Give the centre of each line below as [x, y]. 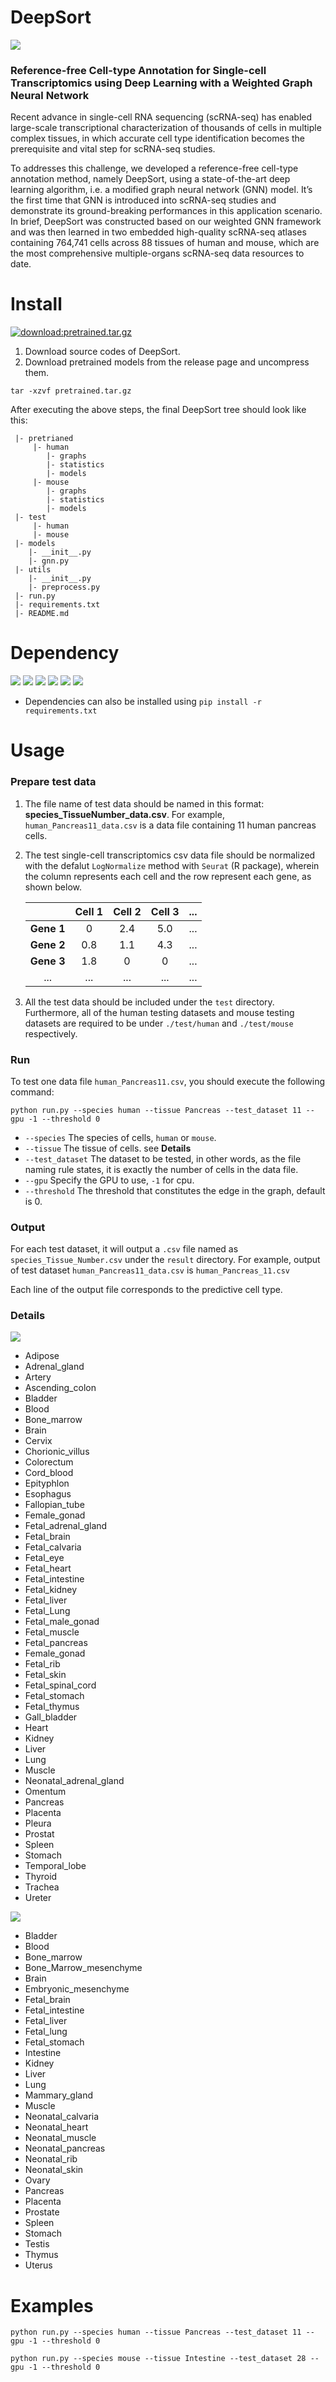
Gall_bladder [51, 1717]
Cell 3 [165, 911]
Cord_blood [49, 1473]
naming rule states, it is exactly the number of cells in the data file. [161, 1169]
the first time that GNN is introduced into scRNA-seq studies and [143, 200]
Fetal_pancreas [56, 1643]
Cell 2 [127, 911]
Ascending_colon [60, 1388]
